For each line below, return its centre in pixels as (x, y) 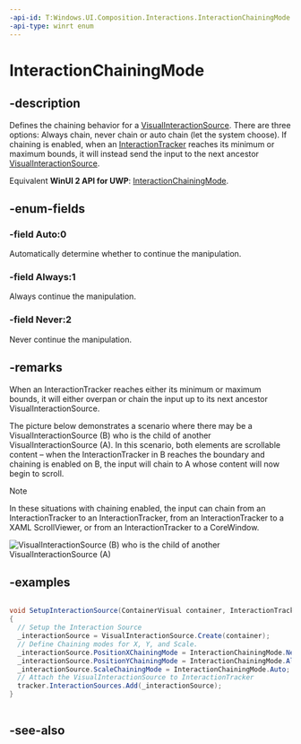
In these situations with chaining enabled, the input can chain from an (138, 508)
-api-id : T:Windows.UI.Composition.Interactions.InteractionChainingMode (150, 18)
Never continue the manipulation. (71, 339)
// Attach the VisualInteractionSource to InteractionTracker (136, 678)
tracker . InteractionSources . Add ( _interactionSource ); (120, 686)
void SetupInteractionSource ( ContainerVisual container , (118, 611)
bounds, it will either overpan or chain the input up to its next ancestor (139, 398)
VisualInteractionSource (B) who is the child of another (111, 435)
